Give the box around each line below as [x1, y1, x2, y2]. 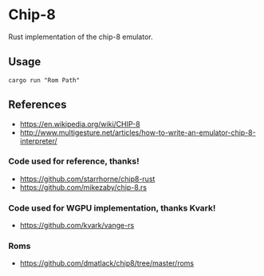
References [8, 98, 67, 112]
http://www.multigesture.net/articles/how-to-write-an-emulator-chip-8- [19, 128, 257, 137]
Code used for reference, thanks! [8, 156, 140, 167]
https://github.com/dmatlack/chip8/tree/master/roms [19, 258, 194, 268]
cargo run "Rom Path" [8, 76, 81, 85]
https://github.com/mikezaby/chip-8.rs [19, 182, 148, 192]
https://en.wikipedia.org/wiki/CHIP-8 [19, 119, 141, 128]
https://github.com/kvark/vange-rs [19, 221, 135, 231]
